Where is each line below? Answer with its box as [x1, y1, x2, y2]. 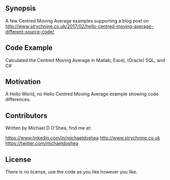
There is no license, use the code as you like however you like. [5, 169, 138, 175]
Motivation [5, 77, 41, 86]
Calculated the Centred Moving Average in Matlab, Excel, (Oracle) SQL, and [5, 57, 165, 63]
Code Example [5, 44, 53, 52]
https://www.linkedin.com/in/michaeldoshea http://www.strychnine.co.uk [5, 135, 160, 141]
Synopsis [5, 4, 36, 13]
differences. [5, 96, 31, 103]
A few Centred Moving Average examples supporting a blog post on [5, 17, 149, 24]
